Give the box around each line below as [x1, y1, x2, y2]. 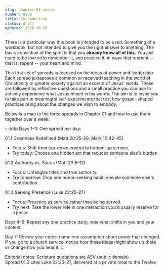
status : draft [5, 21, 35, 26]
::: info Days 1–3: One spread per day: [5, 126, 82, 132]
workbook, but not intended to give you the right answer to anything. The [5, 45, 154, 50]
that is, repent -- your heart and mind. [5, 60, 82, 66]
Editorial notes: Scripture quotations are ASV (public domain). [5, 254, 130, 260]
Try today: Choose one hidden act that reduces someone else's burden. [12, 150, 159, 156]
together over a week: [5, 116, 50, 122]
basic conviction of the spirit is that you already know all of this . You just [5, 50, 154, 56]
